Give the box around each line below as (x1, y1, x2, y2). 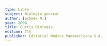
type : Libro (5, 7, 29, 12)
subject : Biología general (5, 11, 60, 16)
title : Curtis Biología (5, 25, 53, 30)
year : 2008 (5, 20, 27, 25)
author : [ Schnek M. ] (5, 16, 47, 21)
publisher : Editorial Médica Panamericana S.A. (5, 34, 103, 39)
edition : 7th (5, 29, 31, 34)
